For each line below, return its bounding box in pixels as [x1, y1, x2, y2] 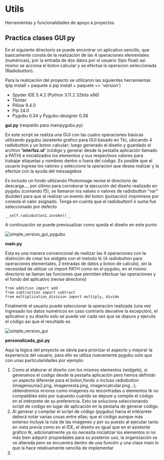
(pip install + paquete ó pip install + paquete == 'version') [5, 82, 121, 88]
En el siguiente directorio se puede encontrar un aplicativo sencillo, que [5, 47, 150, 52]
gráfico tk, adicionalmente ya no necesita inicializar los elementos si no [12, 429, 156, 435]
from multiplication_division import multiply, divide [5, 294, 119, 299]
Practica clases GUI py [5, 34, 75, 42]
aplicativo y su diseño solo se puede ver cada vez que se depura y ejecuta [5, 313, 156, 319]
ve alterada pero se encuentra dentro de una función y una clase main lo [12, 439, 159, 445]
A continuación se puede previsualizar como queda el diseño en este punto [5, 221, 158, 227]
